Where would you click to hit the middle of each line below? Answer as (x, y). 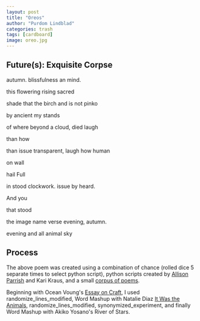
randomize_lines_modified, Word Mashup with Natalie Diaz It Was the (93, 298)
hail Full (16, 174)
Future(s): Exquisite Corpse (60, 65)
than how (18, 139)
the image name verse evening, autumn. (57, 222)
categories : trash (29, 29)
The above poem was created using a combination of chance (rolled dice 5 (100, 267)
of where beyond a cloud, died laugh (52, 127)
